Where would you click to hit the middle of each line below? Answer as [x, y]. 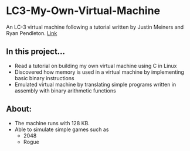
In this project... [36, 52]
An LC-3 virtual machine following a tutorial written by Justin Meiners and [95, 27]
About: [19, 109]
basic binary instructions [44, 78]
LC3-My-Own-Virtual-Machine [83, 11]
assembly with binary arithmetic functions [65, 90]
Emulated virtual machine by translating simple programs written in [95, 84]
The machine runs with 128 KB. [52, 123]
